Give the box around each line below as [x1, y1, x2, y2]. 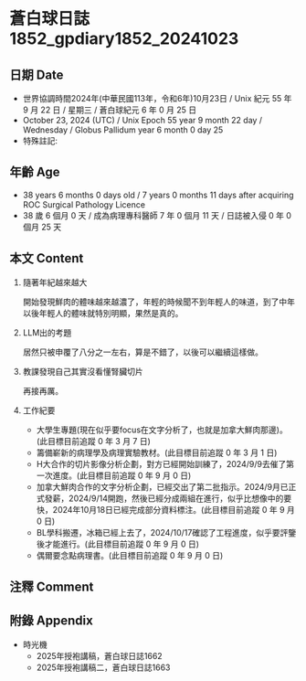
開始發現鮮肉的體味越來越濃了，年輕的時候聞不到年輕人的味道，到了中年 [22, 296, 295, 307]
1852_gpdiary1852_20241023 [9, 28, 239, 49]
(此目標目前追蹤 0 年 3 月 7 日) [36, 435, 151, 446]
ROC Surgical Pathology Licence [22, 198, 146, 210]
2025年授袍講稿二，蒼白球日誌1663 [36, 662, 171, 673]
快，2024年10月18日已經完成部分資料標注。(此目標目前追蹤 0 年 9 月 [36, 504, 295, 515]
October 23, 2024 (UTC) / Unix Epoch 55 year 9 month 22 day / [22, 115, 263, 125]
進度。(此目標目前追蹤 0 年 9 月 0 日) [52, 470, 192, 481]
